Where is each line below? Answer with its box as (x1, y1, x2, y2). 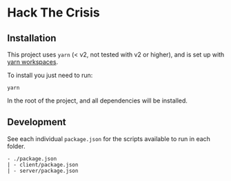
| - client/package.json (7, 161, 79, 168)
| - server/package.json (7, 167, 79, 174)
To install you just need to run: (7, 71, 93, 79)
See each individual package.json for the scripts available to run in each (7, 134, 210, 142)
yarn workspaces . (7, 58, 59, 66)
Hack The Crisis (7, 5, 100, 21)
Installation (7, 32, 57, 44)
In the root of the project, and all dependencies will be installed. (7, 96, 188, 105)
